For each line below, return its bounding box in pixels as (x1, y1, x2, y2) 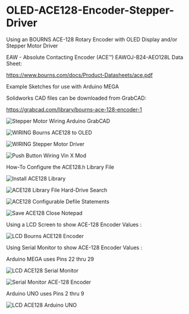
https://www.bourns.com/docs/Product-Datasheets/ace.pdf (6, 71, 153, 78)
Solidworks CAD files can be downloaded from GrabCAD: (6, 94, 147, 102)
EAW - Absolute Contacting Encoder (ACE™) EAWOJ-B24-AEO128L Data (6, 53, 184, 61)
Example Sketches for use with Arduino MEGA (6, 83, 119, 90)
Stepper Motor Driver (6, 42, 58, 49)
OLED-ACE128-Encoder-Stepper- (6, 4, 174, 17)
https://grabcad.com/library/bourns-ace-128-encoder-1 (6, 106, 143, 113)
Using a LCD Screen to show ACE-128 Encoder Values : (6, 221, 142, 228)
